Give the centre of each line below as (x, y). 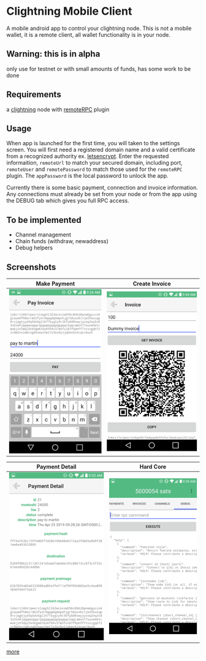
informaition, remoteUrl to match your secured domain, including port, (94, 163)
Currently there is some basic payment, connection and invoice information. (102, 187)
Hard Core (153, 466)
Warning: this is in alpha (53, 54)
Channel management (43, 235)
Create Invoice (152, 284)
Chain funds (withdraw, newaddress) (62, 241)
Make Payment (55, 284)
